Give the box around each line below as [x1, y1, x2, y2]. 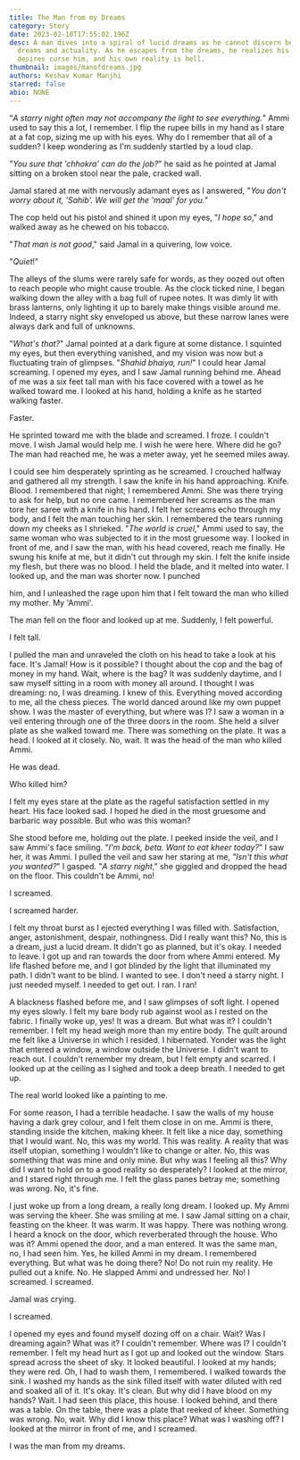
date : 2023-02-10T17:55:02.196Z [9, 29, 129, 38]
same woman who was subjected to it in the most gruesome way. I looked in [9, 533, 290, 543]
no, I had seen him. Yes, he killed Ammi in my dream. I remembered [9, 1247, 257, 1258]
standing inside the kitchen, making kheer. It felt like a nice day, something [9, 1126, 283, 1137]
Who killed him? [9, 778, 69, 789]
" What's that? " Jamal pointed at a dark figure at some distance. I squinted [9, 338, 282, 348]
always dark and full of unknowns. [9, 321, 136, 331]
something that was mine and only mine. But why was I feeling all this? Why [9, 1154, 287, 1165]
